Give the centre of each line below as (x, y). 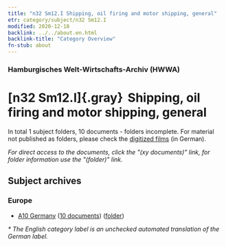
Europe (20, 201)
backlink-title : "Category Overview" (62, 39)
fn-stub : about (30, 45)
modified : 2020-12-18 (39, 26)
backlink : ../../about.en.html (53, 33)
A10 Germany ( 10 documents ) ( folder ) (71, 215)
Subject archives (45, 181)
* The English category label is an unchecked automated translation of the (114, 229)
